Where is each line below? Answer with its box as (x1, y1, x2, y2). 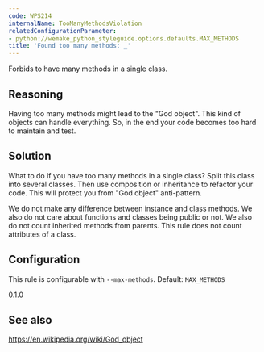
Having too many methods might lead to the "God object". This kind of (8, 108, 241, 118)
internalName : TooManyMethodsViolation (8, 19, 142, 27)
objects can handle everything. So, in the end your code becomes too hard (8, 117, 257, 127)
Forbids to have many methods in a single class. (8, 64, 168, 73)
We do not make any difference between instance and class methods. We (8, 203, 253, 213)
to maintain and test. (8, 126, 76, 136)
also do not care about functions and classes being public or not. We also (8, 212, 252, 222)
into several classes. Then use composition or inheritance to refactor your (8, 179, 254, 189)
